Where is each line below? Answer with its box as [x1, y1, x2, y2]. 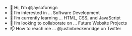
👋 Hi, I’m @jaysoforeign [9, 5, 58, 10]
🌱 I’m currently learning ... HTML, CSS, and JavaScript [9, 15, 121, 20]
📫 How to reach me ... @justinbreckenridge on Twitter [9, 26, 122, 31]
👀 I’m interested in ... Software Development [9, 10, 100, 16]
